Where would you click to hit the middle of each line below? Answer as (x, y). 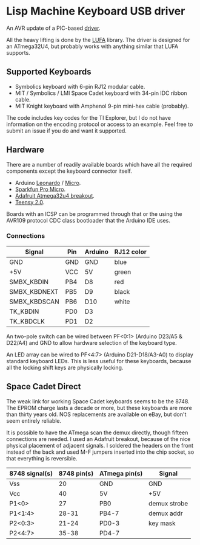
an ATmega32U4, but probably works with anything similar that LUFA (92, 46)
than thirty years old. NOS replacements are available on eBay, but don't (96, 414)
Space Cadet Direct (44, 387)
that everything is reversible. (42, 458)
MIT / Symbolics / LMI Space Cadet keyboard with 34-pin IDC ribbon (101, 93)
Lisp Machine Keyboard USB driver (96, 11)
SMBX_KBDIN (29, 282)
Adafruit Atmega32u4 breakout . (55, 195)
